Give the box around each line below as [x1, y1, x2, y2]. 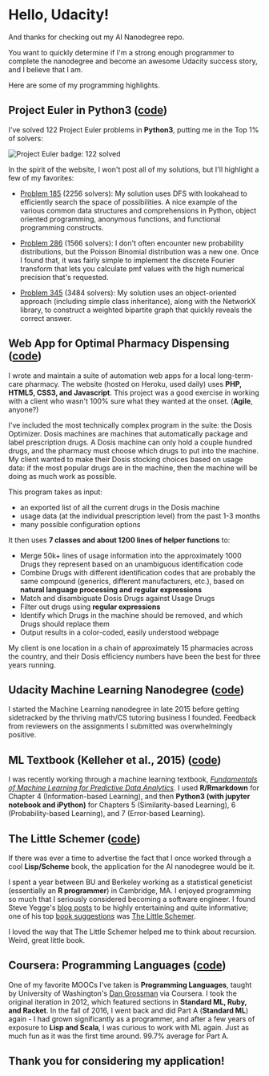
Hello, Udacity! [8, 6, 110, 24]
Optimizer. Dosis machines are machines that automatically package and [8, 428, 248, 438]
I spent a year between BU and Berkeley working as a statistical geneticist [8, 877, 253, 887]
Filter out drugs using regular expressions [19, 602, 161, 611]
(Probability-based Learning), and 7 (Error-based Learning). [8, 809, 206, 818]
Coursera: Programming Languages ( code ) [8, 959, 227, 972]
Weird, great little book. [8, 936, 86, 944]
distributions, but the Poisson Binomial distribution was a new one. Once [19, 246, 259, 256]
